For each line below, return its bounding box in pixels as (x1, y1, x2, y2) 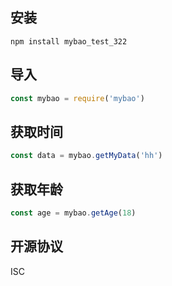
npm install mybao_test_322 (10, 36, 128, 47)
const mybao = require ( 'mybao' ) (10, 93, 145, 103)
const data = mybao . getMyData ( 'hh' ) (10, 151, 163, 161)
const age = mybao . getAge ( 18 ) (10, 208, 137, 218)
